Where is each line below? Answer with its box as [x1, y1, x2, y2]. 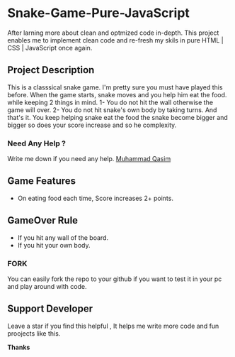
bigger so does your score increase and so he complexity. [7, 121, 177, 129]
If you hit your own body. [17, 241, 91, 249]
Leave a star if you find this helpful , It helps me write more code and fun [7, 322, 219, 330]
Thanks [7, 343, 30, 351]
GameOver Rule [7, 214, 79, 226]
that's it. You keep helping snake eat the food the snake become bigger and [7, 113, 228, 121]
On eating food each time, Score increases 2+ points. [17, 194, 173, 202]
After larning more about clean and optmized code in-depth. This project [7, 28, 219, 37]
